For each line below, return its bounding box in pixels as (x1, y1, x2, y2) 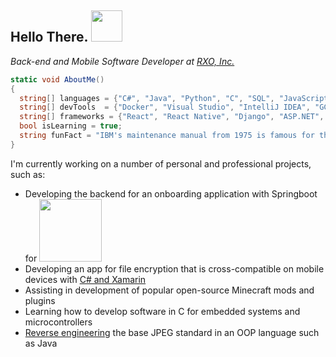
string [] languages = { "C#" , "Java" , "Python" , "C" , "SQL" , (19, 93, 275, 103)
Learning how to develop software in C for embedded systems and (24, 305, 301, 317)
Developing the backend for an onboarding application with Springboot (24, 187, 318, 200)
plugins (24, 294, 56, 306)
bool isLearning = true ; (19, 121, 123, 131)
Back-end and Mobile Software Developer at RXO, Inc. (10, 55, 235, 67)
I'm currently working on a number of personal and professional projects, (10, 157, 312, 170)
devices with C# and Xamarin (24, 273, 147, 285)
